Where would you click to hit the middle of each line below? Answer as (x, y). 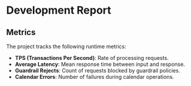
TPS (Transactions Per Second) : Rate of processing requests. (92, 58)
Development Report (59, 10)
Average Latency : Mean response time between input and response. (100, 64)
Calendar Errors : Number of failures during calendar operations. (95, 77)
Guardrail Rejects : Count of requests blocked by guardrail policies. (98, 71)
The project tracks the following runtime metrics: (66, 46)
